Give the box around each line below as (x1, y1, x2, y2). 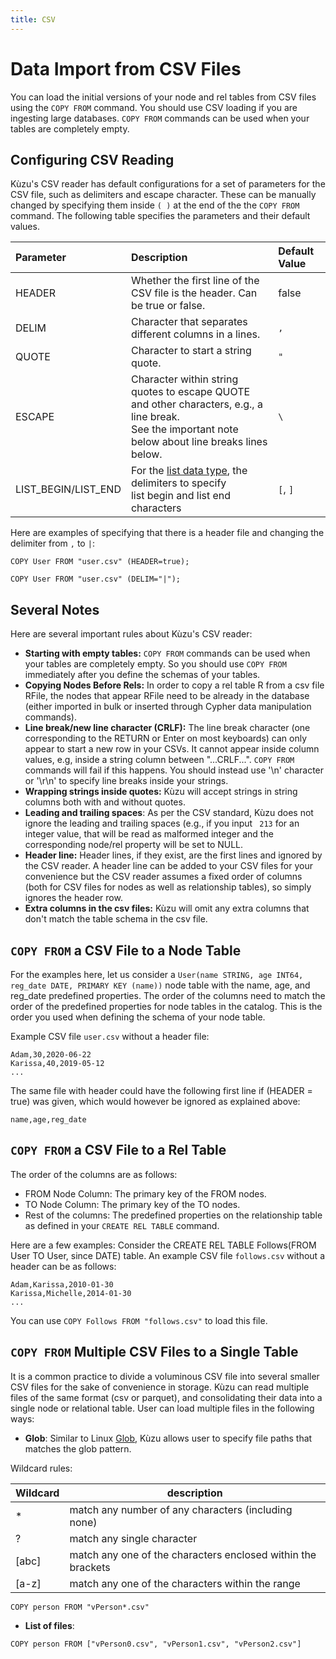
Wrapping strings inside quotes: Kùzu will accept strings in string (24, 786, 298, 798)
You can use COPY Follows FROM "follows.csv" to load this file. (10, 1314, 268, 1326)
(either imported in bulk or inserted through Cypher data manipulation (24, 701, 312, 713)
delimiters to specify (130, 476, 227, 490)
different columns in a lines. (130, 327, 261, 341)
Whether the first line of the (130, 274, 260, 288)
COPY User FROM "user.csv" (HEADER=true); (10, 557, 190, 567)
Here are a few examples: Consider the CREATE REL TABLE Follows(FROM (10, 1239, 317, 1251)
